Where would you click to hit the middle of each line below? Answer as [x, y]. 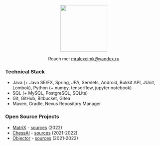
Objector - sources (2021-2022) [45, 138]
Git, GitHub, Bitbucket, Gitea [41, 98]
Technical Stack [25, 71]
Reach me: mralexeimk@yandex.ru [84, 59]
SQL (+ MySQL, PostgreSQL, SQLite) [50, 93]
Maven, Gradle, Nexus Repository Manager [57, 104]
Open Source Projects [32, 117]
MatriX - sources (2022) [37, 128]
